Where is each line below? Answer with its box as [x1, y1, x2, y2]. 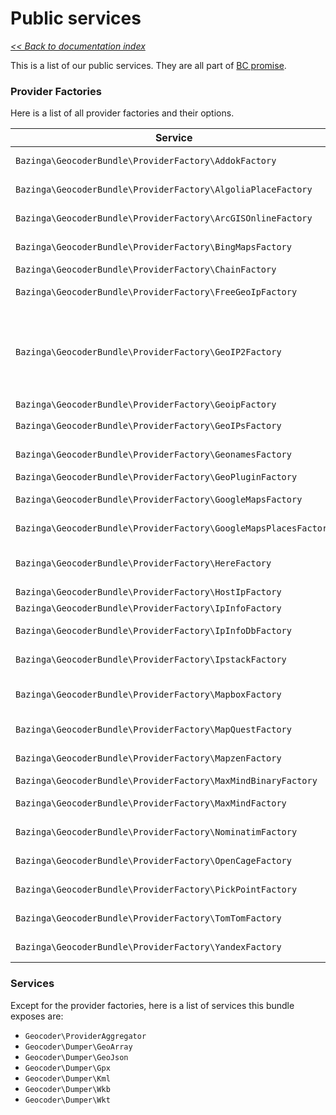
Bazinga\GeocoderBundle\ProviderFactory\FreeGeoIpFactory [15, 287, 298, 298]
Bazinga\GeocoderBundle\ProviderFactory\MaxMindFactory [15, 798, 287, 809]
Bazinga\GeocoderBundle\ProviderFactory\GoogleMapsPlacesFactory [15, 523, 333, 534]
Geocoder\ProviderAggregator [24, 1031, 147, 1041]
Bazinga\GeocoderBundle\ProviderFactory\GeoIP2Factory [15, 347, 282, 358]
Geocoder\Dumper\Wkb [24, 1084, 111, 1094]
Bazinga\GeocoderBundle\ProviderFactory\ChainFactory [15, 264, 277, 276]
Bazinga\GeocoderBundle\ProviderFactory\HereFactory [15, 558, 272, 569]
